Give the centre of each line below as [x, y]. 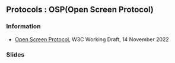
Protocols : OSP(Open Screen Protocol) [80, 10]
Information [23, 26]
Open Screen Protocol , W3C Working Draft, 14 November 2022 [92, 39]
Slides [15, 54]
